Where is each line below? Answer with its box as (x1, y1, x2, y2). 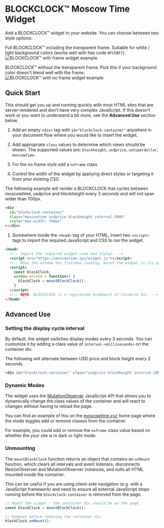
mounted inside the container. (5, 471, 65, 477)
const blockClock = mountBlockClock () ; (5, 505, 86, 510)
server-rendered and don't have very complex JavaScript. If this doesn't (5, 107, 150, 113)
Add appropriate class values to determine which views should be (12, 142, 145, 147)
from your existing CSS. (12, 176, 60, 182)
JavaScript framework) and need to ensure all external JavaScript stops (5, 486, 150, 492)
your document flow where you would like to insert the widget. (12, 132, 138, 138)
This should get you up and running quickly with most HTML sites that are (5, 102, 154, 108)
